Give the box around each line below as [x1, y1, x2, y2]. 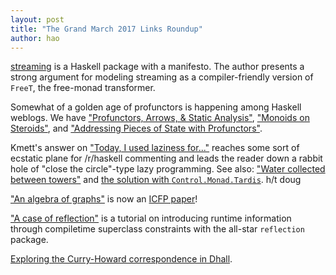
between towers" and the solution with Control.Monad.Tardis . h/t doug [10, 174, 302, 186]
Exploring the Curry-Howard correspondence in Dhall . [10, 253, 233, 265]
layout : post [10, 14, 65, 25]
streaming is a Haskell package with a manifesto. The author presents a [10, 61, 305, 73]
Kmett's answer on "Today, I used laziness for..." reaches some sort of [10, 142, 300, 154]
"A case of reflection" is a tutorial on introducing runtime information [10, 212, 292, 225]
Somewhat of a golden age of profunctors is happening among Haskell [10, 101, 302, 113]
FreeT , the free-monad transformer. [10, 82, 156, 94]
